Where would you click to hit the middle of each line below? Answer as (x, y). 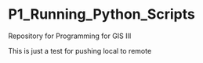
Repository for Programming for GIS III (70, 36)
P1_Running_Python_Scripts (102, 14)
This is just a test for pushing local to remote (80, 51)
